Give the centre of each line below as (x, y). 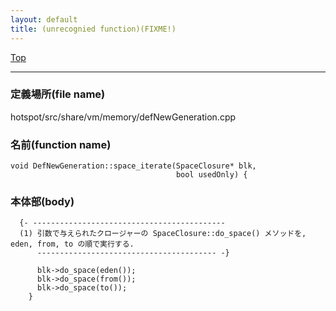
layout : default (44, 19)
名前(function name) (61, 144)
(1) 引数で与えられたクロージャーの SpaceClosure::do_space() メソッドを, (163, 234)
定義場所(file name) (58, 94)
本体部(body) (42, 202)
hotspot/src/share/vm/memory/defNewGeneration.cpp (123, 117)
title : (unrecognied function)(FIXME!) (93, 29)
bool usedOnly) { (211, 175)
